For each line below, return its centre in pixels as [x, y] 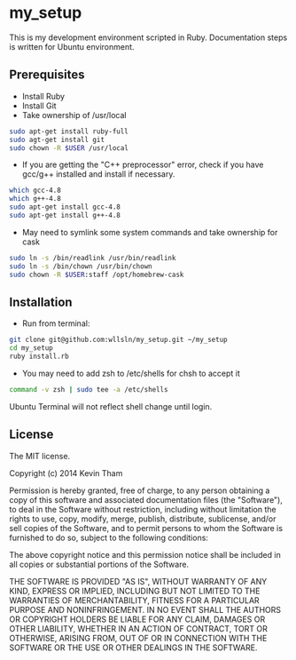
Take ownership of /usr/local [74, 115]
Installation [41, 302]
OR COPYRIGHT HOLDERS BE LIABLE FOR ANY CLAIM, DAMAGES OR [137, 619]
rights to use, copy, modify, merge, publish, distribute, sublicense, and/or [143, 519]
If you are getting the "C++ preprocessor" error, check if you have [143, 165]
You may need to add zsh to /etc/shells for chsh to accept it [131, 373]
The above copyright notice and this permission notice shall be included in [145, 554]
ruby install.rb [39, 357]
